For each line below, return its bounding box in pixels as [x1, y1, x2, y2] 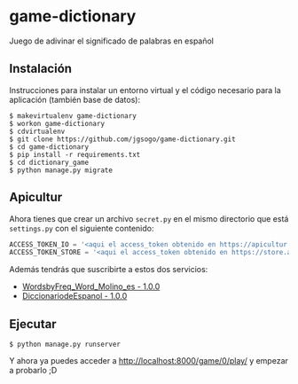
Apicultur [9, 190, 63, 205]
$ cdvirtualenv [9, 127, 66, 136]
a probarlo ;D [9, 365, 58, 376]
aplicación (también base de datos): [9, 94, 140, 105]
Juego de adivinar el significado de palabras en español [9, 35, 215, 46]
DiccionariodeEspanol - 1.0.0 [21, 291, 128, 302]
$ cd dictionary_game [9, 158, 90, 167]
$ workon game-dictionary [9, 119, 105, 128]
